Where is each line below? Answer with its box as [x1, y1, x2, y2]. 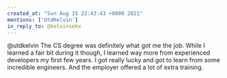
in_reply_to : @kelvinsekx [7, 23, 81, 29]
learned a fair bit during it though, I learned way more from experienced [7, 49, 210, 57]
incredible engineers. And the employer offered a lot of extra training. [7, 63, 204, 72]
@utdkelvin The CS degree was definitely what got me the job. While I [7, 42, 205, 50]
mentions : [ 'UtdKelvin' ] [7, 16, 78, 23]
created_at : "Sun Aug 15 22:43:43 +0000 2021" [7, 10, 143, 17]
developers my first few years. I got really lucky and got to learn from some [7, 56, 220, 64]
